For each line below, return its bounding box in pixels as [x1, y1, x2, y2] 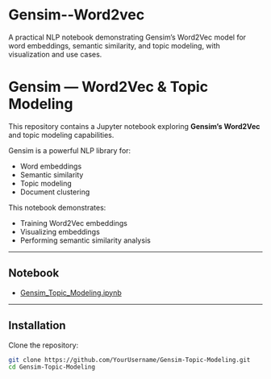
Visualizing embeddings [19, 227, 101, 236]
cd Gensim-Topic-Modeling [8, 363, 95, 372]
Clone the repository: [8, 340, 79, 350]
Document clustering [19, 187, 90, 197]
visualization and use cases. [8, 49, 102, 59]
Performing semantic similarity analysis [19, 235, 151, 245]
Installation [8, 319, 66, 332]
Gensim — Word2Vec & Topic [8, 78, 208, 96]
